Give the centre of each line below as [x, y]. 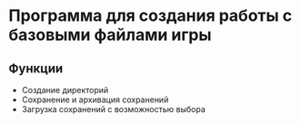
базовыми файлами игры [110, 35]
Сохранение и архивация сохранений [95, 99]
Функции [36, 68]
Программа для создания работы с [150, 16]
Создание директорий [65, 90]
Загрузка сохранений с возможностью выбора [114, 109]
